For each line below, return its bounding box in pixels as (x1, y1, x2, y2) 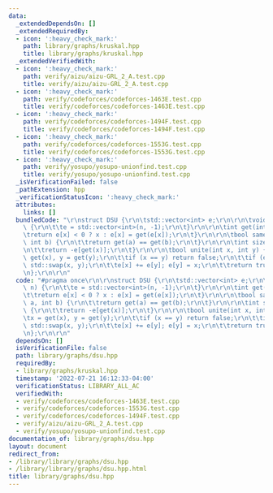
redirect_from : (8, 450, 60, 458)
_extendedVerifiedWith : (15, 58, 96, 66)
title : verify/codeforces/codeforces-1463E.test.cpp (23, 102, 206, 110)
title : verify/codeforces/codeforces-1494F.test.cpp (23, 125, 206, 133)
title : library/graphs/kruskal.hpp (23, 50, 144, 58)
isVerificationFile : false (15, 344, 107, 352)
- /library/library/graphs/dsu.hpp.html (8, 465, 148, 474)
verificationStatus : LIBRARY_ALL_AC (15, 382, 140, 390)
